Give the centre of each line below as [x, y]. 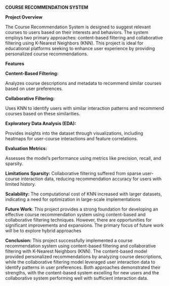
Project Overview [24, 17]
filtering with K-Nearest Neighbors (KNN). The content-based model [76, 251]
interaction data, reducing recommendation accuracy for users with [91, 179]
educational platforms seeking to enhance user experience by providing [80, 48]
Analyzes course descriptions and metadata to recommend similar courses [83, 83]
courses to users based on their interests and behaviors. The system [77, 32]
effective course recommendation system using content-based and [75, 214]
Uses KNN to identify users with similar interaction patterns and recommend [85, 108]
